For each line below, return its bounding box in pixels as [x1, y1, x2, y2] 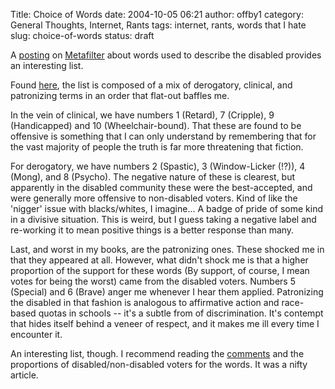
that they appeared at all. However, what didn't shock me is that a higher [10, 254, 309, 266]
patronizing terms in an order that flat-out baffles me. [10, 90, 230, 101]
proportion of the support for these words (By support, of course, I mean [10, 265, 310, 276]
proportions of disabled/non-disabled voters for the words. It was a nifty [10, 359, 308, 370]
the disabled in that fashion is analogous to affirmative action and [10, 297, 280, 308]
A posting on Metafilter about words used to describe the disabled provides [10, 49, 322, 61]
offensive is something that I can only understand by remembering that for [10, 130, 317, 142]
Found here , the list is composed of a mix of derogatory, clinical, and [10, 79, 293, 91]
